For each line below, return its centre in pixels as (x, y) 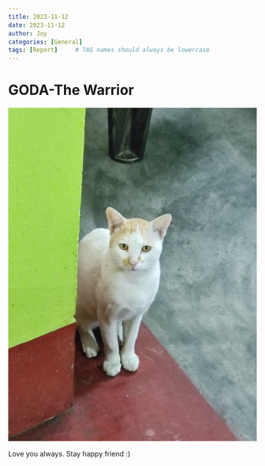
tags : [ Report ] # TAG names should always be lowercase (109, 50)
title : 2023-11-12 (38, 17)
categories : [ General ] (45, 42)
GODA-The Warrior (71, 90)
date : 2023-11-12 (37, 25)
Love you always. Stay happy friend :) (69, 453)
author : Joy (28, 33)
